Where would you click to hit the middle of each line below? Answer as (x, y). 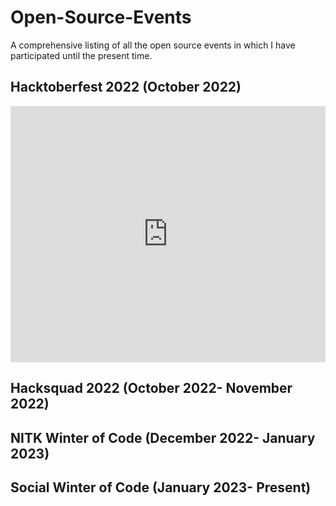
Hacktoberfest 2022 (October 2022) (126, 87)
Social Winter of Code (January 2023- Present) (161, 487)
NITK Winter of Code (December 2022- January (163, 437)
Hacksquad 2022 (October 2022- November (151, 388)
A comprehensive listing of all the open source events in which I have (153, 45)
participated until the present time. (81, 55)
